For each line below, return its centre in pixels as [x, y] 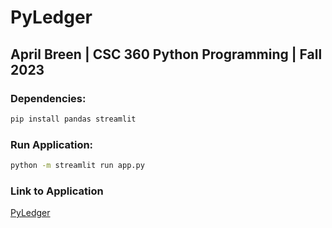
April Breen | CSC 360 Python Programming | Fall [166, 54]
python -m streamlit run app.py [77, 166]
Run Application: [52, 144]
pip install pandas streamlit [73, 119]
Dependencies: [48, 98]
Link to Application [57, 191]
